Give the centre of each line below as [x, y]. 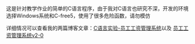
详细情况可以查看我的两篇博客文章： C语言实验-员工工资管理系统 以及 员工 [95, 28]
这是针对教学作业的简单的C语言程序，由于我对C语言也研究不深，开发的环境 [97, 8]
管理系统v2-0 [27, 35]
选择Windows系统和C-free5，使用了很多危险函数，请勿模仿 [78, 16]
